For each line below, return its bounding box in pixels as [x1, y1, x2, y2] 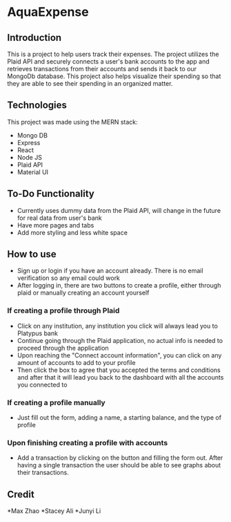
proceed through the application [17, 344, 109, 352]
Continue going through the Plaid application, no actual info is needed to [17, 336, 223, 344]
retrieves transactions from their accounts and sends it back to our [7, 65, 197, 73]
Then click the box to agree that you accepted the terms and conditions [17, 366, 221, 374]
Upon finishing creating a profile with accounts [7, 438, 168, 447]
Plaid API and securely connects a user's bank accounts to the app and [7, 57, 210, 66]
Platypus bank [17, 329, 59, 337]
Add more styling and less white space [17, 228, 128, 236]
